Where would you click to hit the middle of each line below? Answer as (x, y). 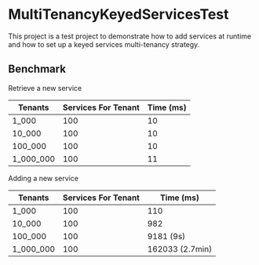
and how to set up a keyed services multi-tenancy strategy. (104, 44)
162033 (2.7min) (180, 249)
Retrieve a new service (45, 88)
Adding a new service (43, 178)
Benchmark (37, 69)
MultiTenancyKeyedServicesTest (119, 15)
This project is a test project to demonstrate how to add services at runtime (130, 36)
